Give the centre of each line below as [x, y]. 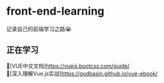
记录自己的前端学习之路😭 [39, 29]
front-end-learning [55, 11]
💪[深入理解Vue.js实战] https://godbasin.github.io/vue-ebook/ [82, 73]
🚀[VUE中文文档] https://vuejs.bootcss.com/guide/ [68, 66]
